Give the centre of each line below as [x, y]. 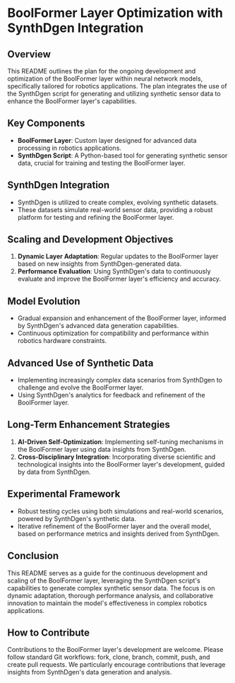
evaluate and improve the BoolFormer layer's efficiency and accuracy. [119, 279]
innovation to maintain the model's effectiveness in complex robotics [107, 603]
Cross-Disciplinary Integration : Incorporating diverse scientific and [116, 457]
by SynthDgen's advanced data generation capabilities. [98, 326]
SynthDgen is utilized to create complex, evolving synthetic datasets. [118, 202]
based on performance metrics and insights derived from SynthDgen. [119, 533]
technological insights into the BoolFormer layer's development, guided [121, 464]
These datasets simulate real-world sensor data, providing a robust [115, 209]
